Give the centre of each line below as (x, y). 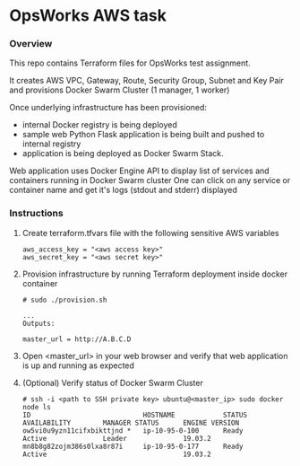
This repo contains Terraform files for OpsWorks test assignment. (130, 63)
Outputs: (39, 323)
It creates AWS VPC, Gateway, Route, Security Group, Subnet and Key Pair (147, 81)
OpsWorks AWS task (88, 16)
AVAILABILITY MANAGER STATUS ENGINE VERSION (131, 423)
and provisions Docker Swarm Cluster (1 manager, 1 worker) (120, 90)
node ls (36, 407)
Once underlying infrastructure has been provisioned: (108, 108)
